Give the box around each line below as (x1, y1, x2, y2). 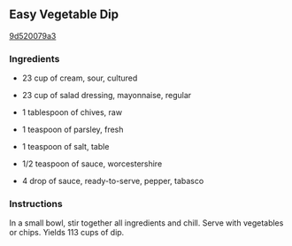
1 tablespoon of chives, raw (21, 107, 122, 118)
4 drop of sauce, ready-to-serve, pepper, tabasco (21, 176, 204, 187)
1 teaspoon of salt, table (21, 142, 110, 152)
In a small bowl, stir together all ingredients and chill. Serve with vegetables (9, 218, 284, 228)
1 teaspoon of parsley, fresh (21, 124, 124, 135)
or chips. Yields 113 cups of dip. (9, 227, 125, 238)
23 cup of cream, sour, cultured (21, 73, 138, 83)
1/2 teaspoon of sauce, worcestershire (21, 158, 163, 169)
